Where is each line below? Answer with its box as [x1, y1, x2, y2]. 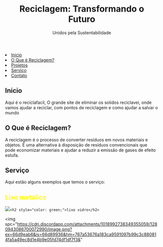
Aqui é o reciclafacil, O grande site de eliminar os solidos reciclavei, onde [5, 99, 152, 105]
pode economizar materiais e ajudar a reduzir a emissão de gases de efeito [5, 147, 156, 153]
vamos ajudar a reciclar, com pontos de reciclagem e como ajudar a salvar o [5, 104, 158, 110]
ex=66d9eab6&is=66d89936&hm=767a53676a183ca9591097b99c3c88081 [5, 231, 157, 237]
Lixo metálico [5, 193, 47, 201]
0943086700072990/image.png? [5, 227, 72, 232]
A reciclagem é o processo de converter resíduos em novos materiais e [5, 137, 148, 143]
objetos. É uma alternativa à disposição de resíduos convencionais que [5, 142, 147, 148]
